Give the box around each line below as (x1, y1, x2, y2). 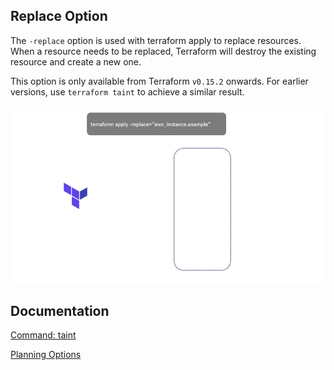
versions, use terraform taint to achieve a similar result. (10, 85, 245, 98)
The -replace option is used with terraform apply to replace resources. (10, 34, 302, 46)
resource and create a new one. (10, 55, 142, 68)
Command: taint (10, 329, 77, 341)
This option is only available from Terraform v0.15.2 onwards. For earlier (10, 75, 309, 87)
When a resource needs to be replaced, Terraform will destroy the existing (10, 45, 317, 57)
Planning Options (10, 349, 82, 361)
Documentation (10, 302, 110, 319)
